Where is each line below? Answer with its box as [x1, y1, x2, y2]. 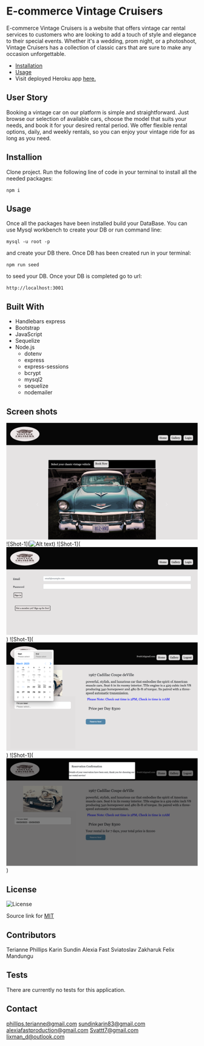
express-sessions [24, 363, 69, 370]
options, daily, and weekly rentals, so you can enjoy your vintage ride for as [6, 128, 195, 135]
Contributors [6, 930, 56, 940]
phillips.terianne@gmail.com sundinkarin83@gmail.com [6, 1020, 146, 1027]
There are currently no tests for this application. [6, 986, 126, 993]
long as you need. [6, 134, 52, 142]
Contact [6, 1004, 38, 1014]
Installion [6, 152, 42, 162]
